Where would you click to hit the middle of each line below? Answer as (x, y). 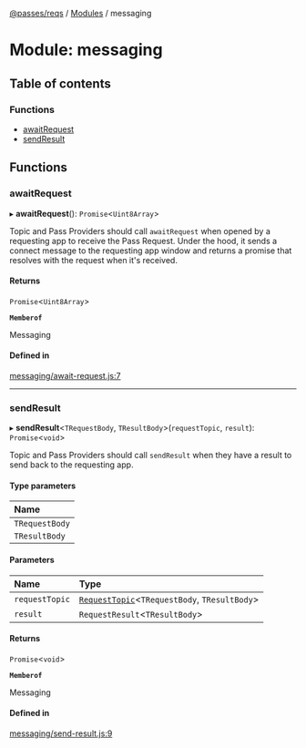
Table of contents (60, 83)
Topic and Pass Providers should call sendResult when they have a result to (151, 456)
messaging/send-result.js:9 (61, 733)
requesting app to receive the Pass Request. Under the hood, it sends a (143, 241)
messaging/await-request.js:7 (65, 375)
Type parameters (43, 486)
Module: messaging (86, 50)
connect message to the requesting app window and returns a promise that (151, 251)
